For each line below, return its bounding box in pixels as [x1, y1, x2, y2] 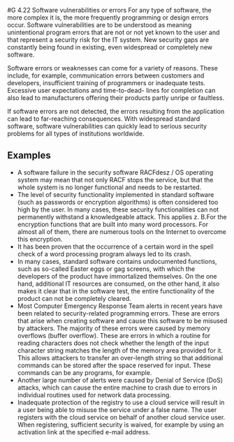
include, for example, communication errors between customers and [7, 71, 205, 80]
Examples [7, 149, 51, 161]
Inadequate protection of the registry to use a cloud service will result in [17, 398, 225, 406]
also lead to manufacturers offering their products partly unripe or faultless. [7, 94, 225, 102]
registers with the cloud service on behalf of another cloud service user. [17, 413, 226, 421]
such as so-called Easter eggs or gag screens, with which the [17, 265, 196, 273]
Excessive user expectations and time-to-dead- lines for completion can [7, 87, 216, 94]
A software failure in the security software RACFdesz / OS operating [17, 168, 214, 177]
